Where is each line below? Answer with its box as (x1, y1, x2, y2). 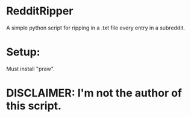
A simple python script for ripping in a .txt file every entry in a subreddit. (6, 24, 186, 31)
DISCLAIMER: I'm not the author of (6, 86, 183, 100)
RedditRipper (6, 4, 74, 18)
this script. (6, 99, 62, 113)
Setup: (6, 45, 40, 59)
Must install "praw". (6, 65, 55, 72)
